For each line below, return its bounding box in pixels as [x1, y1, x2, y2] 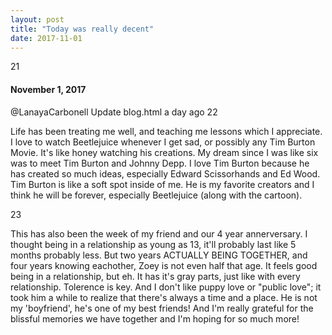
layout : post [10, 14, 65, 25]
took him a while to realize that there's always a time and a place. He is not [10, 291, 318, 303]
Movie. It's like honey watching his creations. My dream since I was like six [10, 146, 319, 158]
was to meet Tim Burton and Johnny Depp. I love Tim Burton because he [10, 157, 310, 169]
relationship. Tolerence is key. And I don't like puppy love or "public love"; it [10, 281, 322, 293]
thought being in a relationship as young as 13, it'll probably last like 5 [10, 238, 297, 250]
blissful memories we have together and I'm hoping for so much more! [10, 312, 300, 325]
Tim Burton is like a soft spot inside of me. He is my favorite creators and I [10, 178, 315, 190]
